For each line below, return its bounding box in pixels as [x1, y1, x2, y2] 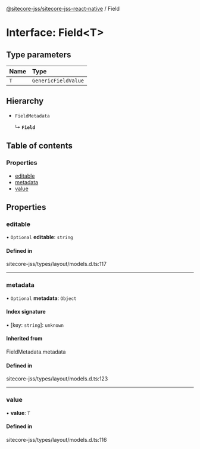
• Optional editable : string [6, 234, 73, 241]
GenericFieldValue [32, 78, 85, 84]
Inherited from [6, 335, 43, 342]
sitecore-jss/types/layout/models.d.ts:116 [6, 436, 107, 443]
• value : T [6, 409, 31, 416]
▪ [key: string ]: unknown [6, 321, 64, 329]
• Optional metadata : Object [6, 295, 77, 302]
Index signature [6, 308, 46, 315]
